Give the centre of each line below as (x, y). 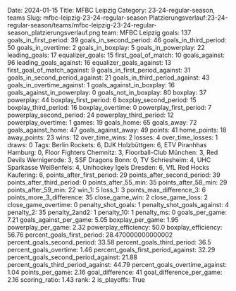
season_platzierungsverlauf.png (54, 32)
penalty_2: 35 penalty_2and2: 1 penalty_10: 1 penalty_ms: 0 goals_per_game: (117, 212)
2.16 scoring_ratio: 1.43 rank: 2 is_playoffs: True (76, 280)
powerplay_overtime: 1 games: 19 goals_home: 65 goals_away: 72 (102, 122)
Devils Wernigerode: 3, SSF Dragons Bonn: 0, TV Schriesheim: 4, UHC (109, 160)
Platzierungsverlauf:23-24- (188, 18)
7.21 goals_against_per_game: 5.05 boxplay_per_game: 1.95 (93, 220)
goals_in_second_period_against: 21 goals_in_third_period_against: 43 (108, 78)
